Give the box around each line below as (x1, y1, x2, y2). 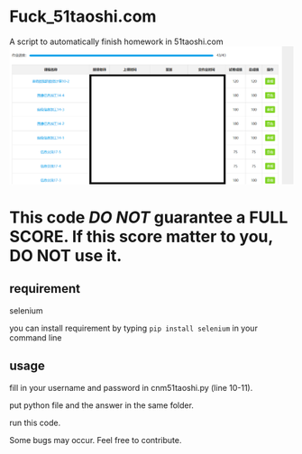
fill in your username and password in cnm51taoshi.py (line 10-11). (9, 382, 253, 393)
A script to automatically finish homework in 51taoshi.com (9, 36, 224, 47)
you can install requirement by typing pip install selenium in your (9, 322, 259, 333)
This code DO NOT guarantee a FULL (9, 207, 288, 227)
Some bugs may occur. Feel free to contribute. (9, 434, 182, 445)
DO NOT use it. (9, 245, 123, 266)
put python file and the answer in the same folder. (9, 399, 194, 411)
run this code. (9, 417, 61, 428)
